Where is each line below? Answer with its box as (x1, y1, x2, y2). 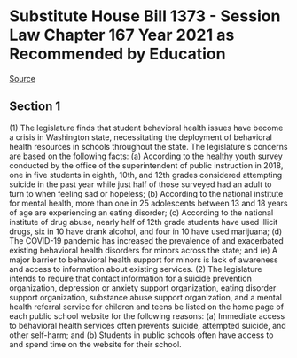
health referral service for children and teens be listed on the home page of (9, 301, 285, 312)
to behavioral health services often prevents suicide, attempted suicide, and (9, 320, 286, 331)
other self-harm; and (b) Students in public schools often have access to (9, 330, 274, 340)
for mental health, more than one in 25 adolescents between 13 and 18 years (9, 198, 288, 208)
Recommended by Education (9, 44, 226, 64)
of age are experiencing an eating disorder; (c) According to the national (9, 206, 274, 218)
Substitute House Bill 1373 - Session (9, 6, 281, 27)
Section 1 (9, 99, 60, 114)
